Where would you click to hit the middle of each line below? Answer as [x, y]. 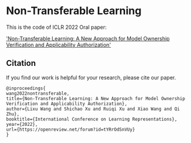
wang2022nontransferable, [38, 93]
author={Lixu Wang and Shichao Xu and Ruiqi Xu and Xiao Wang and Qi [93, 109]
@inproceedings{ [26, 88]
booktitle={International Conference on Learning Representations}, [92, 119]
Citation [21, 63]
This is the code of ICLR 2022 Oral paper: [56, 27]
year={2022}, [22, 124]
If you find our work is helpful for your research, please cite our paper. [91, 77]
